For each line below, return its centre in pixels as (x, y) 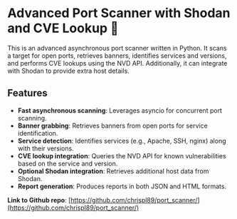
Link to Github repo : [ (39, 200)
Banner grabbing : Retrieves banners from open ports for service (112, 126)
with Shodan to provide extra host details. (68, 71)
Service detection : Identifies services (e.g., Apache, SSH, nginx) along (122, 141)
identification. (38, 133)
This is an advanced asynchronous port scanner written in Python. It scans (117, 48)
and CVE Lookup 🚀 (63, 28)
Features (27, 93)
